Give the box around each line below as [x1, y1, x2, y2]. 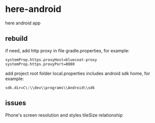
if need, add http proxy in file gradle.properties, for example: [5, 47, 130, 53]
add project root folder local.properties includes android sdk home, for [5, 70, 150, 76]
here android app [5, 20, 41, 26]
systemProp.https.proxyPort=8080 [5, 61, 75, 67]
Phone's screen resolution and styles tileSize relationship [5, 112, 123, 118]
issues [5, 99, 26, 108]
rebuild [5, 34, 28, 43]
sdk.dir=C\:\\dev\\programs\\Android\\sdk [5, 85, 95, 90]
